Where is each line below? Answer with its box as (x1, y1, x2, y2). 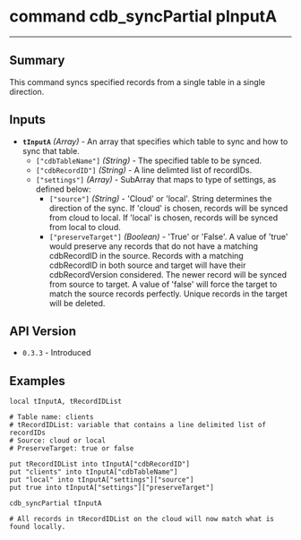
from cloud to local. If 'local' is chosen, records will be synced (48, 212, 279, 223)
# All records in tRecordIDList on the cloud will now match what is (9, 515, 275, 524)
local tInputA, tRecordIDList (9, 397, 123, 407)
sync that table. (21, 145, 81, 156)
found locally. (9, 522, 66, 532)
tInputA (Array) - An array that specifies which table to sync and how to (21, 136, 288, 147)
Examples (9, 373, 65, 389)
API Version (9, 323, 77, 339)
